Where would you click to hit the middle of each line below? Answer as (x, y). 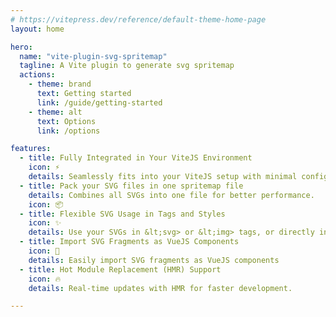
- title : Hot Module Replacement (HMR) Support (120, 269)
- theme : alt (55, 112)
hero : (21, 47)
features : (31, 149)
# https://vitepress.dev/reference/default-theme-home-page (138, 19)
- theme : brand (60, 84)
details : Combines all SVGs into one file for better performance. (171, 195)
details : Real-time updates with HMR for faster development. (160, 288)
